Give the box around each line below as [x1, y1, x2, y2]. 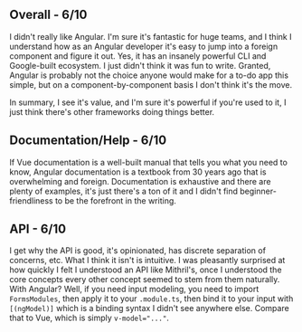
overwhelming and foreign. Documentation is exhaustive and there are [9, 175, 271, 186]
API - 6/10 [9, 222, 66, 237]
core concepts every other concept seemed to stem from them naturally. [9, 274, 280, 285]
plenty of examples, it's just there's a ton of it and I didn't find [9, 185, 238, 196]
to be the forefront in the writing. [54, 194, 176, 206]
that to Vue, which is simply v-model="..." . [9, 312, 170, 324]
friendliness [9, 194, 53, 206]
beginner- [239, 185, 278, 196]
